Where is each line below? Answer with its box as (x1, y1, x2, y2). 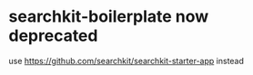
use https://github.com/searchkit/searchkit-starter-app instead (8, 55, 245, 66)
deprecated (8, 25, 98, 46)
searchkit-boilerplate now (8, 6, 209, 27)
